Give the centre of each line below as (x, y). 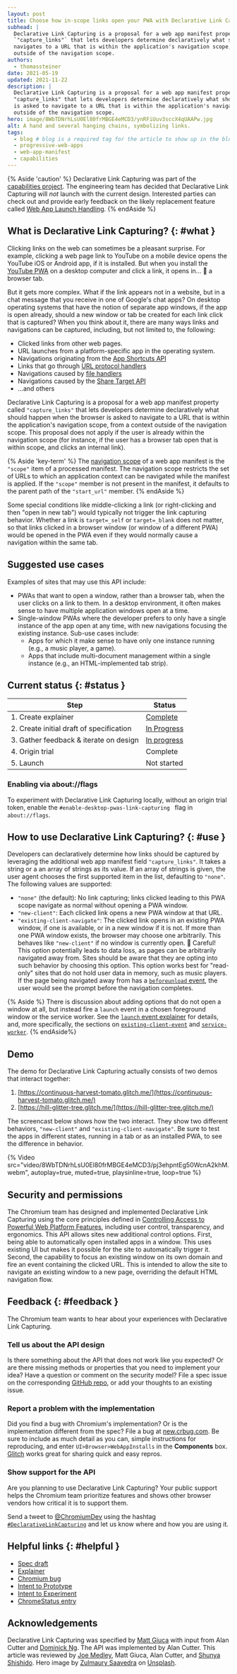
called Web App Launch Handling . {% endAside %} (82, 209)
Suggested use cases (56, 564)
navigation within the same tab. (53, 542)
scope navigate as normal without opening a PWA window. (103, 905)
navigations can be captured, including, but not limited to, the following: (111, 329)
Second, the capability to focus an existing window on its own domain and (115, 1257)
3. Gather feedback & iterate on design (75, 740)
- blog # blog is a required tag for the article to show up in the (116, 139)
